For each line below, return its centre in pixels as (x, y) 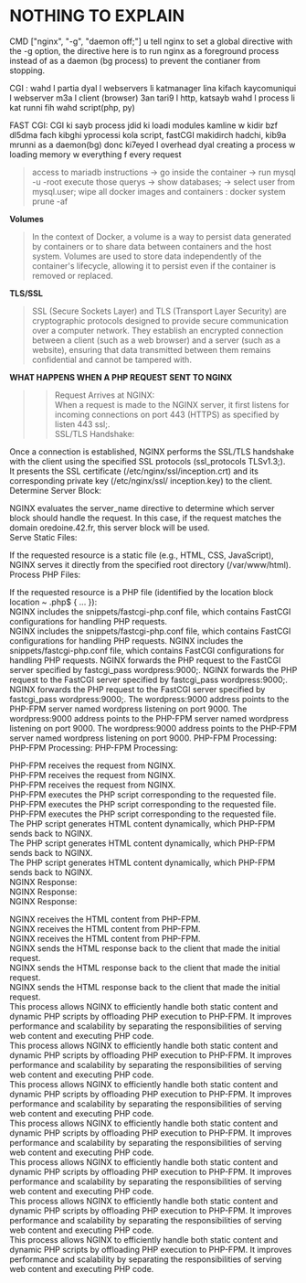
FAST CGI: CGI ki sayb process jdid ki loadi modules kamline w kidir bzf (144, 125)
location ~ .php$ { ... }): (53, 602)
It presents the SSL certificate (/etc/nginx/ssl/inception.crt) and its (134, 471)
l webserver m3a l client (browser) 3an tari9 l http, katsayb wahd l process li (152, 98)
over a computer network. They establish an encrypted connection (158, 330)
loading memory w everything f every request (95, 154)
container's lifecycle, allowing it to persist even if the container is (154, 265)
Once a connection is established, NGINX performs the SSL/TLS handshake (152, 451)
